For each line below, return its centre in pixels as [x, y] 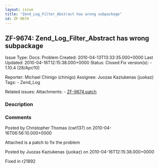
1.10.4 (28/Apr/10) [22, 68]
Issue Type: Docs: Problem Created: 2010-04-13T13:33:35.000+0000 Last [79, 58]
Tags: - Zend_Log [22, 83]
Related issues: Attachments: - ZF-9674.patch [51, 92]
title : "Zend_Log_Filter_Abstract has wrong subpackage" [64, 14]
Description [19, 104]
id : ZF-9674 [17, 18]
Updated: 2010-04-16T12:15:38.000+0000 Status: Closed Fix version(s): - [79, 63]
